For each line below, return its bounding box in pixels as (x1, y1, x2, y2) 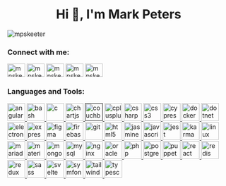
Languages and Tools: (7, 87, 85, 97)
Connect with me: (7, 47, 70, 57)
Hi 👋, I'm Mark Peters (56, 6, 182, 23)
